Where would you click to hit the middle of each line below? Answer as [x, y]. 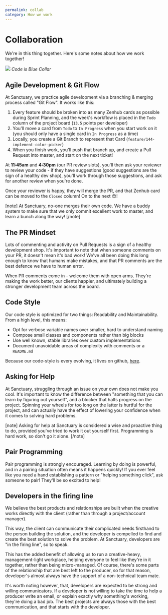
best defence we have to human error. [45, 266]
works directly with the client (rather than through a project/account [75, 513]
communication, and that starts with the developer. [58, 607]
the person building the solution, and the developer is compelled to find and [83, 534]
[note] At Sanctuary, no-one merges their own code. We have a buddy [78, 206]
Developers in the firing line [49, 496]
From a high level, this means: [36, 320]
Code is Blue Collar [31, 69]
